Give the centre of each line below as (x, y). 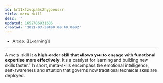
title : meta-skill (24, 14)
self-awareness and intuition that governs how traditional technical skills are (81, 70)
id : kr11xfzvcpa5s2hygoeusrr (34, 9)
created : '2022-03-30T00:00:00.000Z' (43, 28)
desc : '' (14, 18)
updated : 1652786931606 (29, 23)
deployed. (15, 76)
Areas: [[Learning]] (31, 41)
